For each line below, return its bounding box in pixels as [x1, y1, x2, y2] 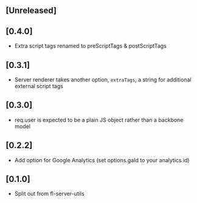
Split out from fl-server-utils [14, 190, 85, 198]
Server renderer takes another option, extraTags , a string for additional [14, 76, 192, 83]
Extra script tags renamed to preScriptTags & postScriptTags [14, 43, 167, 50]
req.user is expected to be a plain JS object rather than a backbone [14, 116, 184, 123]
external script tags [14, 83, 63, 90]
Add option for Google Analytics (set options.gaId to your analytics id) [14, 156, 190, 163]
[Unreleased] [5, 5, 57, 16]
